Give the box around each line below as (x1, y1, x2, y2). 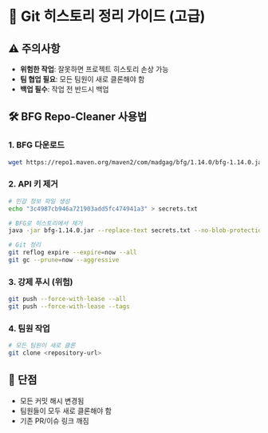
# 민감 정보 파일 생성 (8, 197, 70, 205)
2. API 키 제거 (8, 178, 58, 190)
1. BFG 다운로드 (8, 139, 65, 150)
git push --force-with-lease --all (8, 295, 127, 303)
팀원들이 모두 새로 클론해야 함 (19, 406, 112, 415)
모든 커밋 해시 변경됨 (19, 395, 85, 405)
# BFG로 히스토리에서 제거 (8, 219, 83, 227)
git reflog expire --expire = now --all (8, 249, 137, 257)
